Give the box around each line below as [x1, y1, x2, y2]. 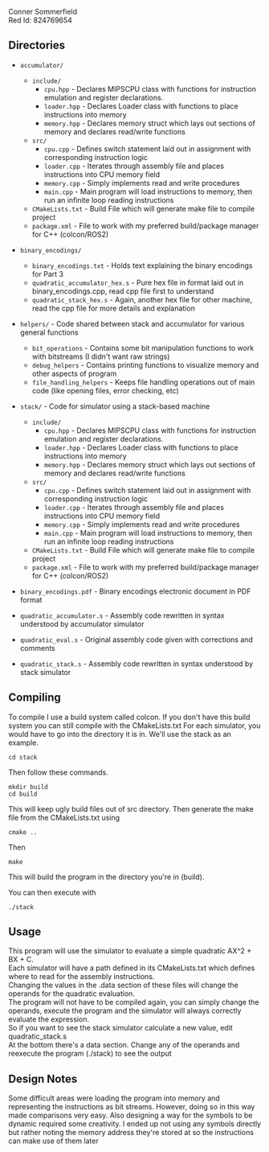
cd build [8, 790, 38, 798]
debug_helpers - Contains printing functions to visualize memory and [31, 360, 259, 369]
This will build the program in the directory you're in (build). [8, 872, 205, 882]
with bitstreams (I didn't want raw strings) [31, 352, 170, 361]
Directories [8, 39, 66, 52]
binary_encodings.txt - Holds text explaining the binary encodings [31, 261, 253, 270]
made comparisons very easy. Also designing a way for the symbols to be [8, 1110, 253, 1121]
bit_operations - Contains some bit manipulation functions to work [31, 343, 255, 352]
